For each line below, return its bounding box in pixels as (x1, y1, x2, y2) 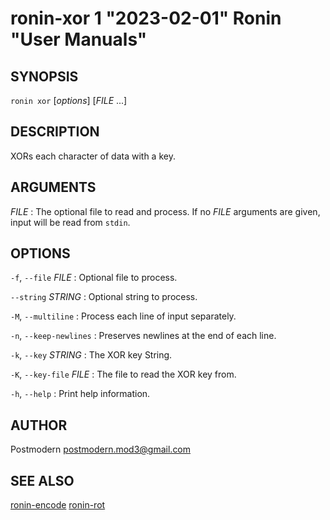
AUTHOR (10, 417, 68, 434)
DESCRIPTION (10, 123, 100, 141)
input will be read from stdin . (10, 216, 131, 228)
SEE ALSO (10, 472, 75, 489)
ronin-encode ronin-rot (10, 499, 106, 511)
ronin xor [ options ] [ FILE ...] (10, 95, 128, 106)
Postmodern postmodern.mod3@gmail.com (10, 443, 192, 456)
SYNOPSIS (10, 68, 79, 85)
